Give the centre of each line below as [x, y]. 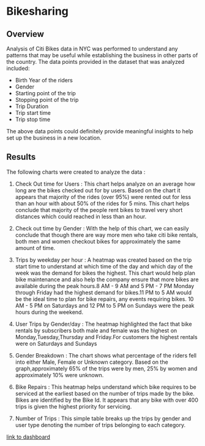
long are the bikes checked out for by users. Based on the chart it [98, 190]
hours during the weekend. [49, 312]
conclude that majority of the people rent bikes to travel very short [99, 209]
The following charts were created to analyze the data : [76, 172]
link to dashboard [28, 437]
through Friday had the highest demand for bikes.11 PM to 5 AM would [103, 292]
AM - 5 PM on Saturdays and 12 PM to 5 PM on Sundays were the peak [105, 305]
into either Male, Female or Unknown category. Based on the [91, 362]
